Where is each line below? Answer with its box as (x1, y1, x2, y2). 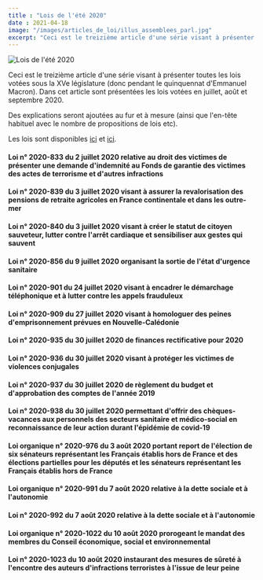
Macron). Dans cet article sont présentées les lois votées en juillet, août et (8, 87, 247, 97)
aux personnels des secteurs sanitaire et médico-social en (42, 415, 238, 424)
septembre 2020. (8, 95, 64, 105)
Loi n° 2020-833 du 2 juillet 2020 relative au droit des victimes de (8, 152, 228, 161)
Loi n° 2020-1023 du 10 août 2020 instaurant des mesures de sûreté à (8, 555, 242, 564)
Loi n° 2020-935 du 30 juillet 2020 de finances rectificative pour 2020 (8, 335, 243, 345)
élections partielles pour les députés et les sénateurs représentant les (8, 457, 242, 467)
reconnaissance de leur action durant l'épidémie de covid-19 (8, 423, 210, 433)
